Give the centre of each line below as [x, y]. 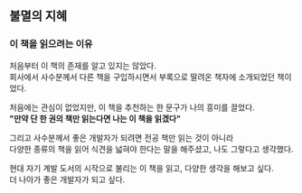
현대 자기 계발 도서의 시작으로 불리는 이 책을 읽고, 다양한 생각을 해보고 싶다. [142, 168]
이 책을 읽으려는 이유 [51, 44]
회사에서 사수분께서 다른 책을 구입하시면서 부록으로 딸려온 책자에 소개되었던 [142, 77]
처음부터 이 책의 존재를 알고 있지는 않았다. [83, 65]
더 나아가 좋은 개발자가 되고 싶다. [67, 179]
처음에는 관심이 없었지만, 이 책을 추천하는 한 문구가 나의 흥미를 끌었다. [132, 107]
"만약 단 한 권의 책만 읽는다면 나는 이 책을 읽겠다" [95, 118]
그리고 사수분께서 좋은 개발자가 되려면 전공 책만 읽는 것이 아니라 [122, 137]
